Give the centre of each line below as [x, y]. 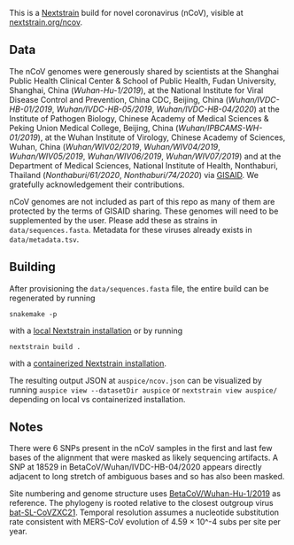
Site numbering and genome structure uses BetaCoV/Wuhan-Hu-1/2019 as [145, 494]
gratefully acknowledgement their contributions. [97, 184]
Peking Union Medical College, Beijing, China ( [94, 128]
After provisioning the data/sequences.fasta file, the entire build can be [139, 288]
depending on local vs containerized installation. [97, 399]
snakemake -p [33, 314]
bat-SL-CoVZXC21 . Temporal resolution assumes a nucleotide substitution [144, 512]
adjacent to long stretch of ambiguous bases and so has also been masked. [147, 477]
